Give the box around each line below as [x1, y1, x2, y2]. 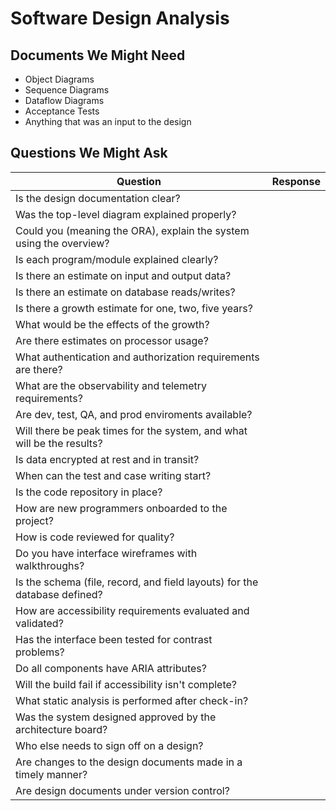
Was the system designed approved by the [15, 710, 217, 724]
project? [15, 513, 54, 527]
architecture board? [15, 722, 108, 736]
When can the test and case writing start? [15, 468, 212, 482]
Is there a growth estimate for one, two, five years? [15, 301, 253, 315]
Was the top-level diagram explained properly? [15, 207, 237, 221]
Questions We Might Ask [10, 145, 168, 162]
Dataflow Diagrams [24, 95, 105, 106]
